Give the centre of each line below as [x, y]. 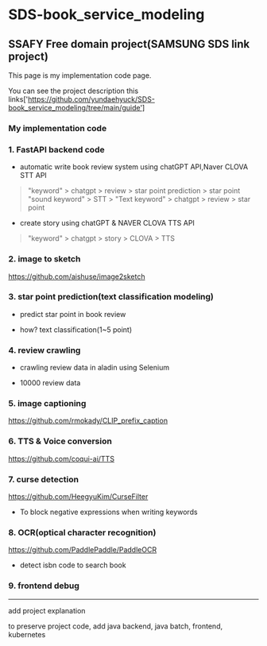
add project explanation [47, 610]
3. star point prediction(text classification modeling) [111, 297]
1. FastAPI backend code [56, 149]
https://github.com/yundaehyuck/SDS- [91, 99]
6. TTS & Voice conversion [60, 441]
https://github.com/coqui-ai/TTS [62, 458]
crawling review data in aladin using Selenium [94, 368]
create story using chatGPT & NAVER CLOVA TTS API [107, 223]
